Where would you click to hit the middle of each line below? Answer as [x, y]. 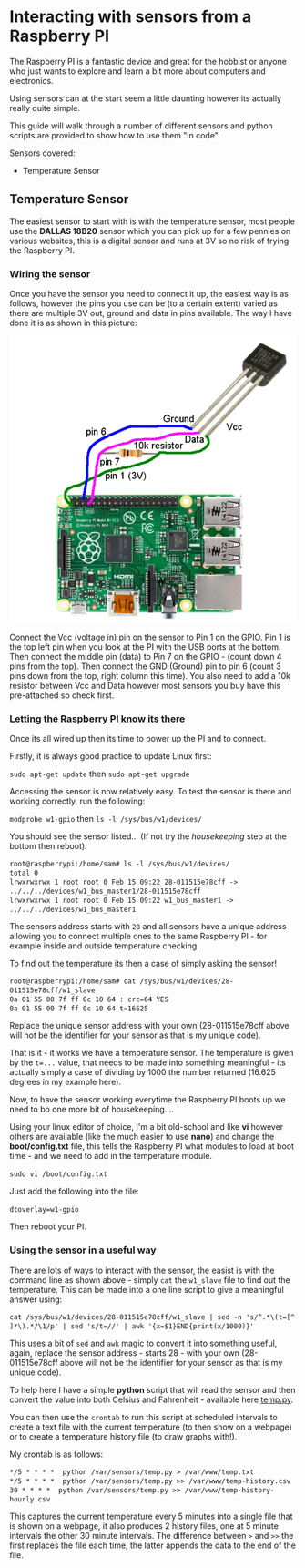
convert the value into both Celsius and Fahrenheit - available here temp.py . [152, 1399]
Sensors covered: [42, 153]
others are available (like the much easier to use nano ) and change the [142, 1137]
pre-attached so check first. [62, 695]
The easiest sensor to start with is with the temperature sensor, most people [152, 221]
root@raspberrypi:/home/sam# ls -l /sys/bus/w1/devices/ [120, 864]
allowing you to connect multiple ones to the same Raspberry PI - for [138, 937]
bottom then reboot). [49, 846]
